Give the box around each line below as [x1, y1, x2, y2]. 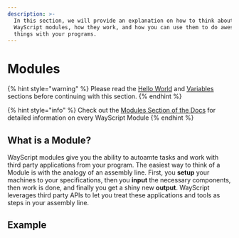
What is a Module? [7, 134, 92, 146]
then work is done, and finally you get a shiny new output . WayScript [7, 183, 210, 192]
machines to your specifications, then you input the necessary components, [7, 176, 231, 184]
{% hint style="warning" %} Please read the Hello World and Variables [7, 85, 214, 93]
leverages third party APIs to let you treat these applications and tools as [7, 191, 221, 200]
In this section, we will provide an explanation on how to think [14, 17, 215, 24]
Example [7, 219, 47, 232]
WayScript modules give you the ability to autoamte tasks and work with [7, 153, 219, 161]
